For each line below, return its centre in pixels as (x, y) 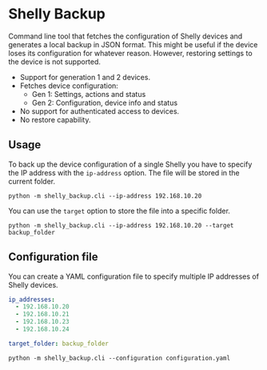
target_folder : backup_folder (59, 344)
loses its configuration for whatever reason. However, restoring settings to (131, 53)
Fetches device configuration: (69, 86)
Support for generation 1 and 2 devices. (85, 77)
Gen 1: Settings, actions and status (89, 94)
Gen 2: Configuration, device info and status (105, 103)
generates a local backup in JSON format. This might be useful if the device (133, 44)
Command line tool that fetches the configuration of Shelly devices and (126, 36)
